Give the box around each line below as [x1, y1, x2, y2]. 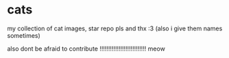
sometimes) [7, 31, 41, 39]
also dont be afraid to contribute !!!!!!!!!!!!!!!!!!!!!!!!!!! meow [7, 45, 166, 53]
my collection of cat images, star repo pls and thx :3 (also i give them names [7, 24, 223, 32]
